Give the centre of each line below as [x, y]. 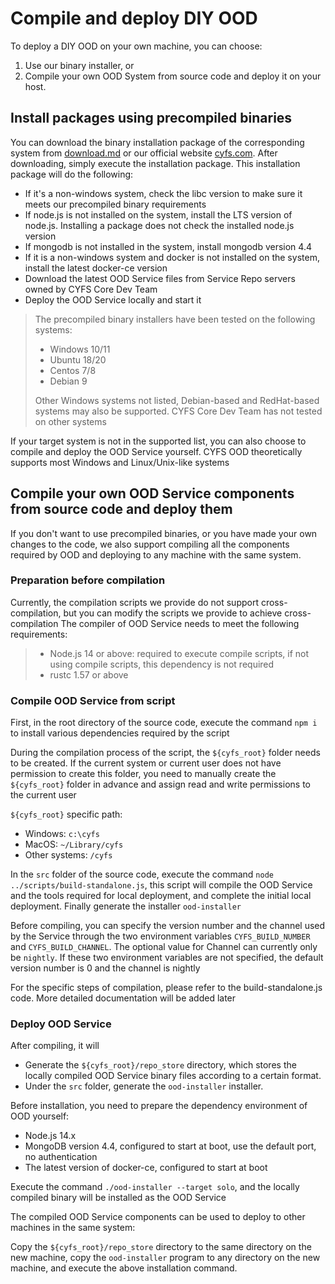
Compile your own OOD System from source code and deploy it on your [173, 76]
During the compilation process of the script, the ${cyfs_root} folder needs [165, 753]
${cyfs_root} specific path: [66, 814]
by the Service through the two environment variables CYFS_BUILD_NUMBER [160, 936]
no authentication [61, 1157]
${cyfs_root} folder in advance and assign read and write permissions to [160, 784]
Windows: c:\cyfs [62, 834]
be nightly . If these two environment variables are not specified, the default [167, 958]
